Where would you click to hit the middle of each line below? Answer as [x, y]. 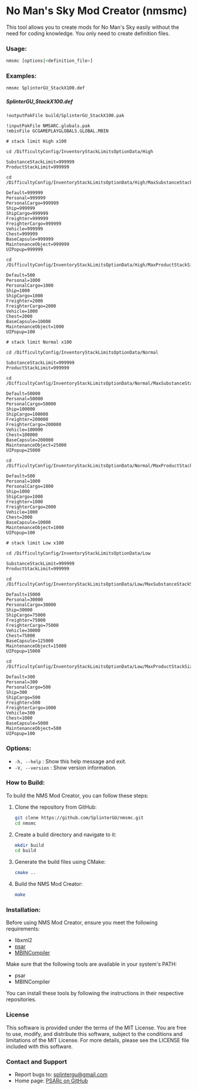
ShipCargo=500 [23, 698]
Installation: [23, 910]
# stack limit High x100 [36, 142]
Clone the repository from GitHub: [55, 807]
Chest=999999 [22, 234]
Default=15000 [23, 595]
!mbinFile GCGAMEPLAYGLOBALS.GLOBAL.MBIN [57, 131]
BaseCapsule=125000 [30, 641]
